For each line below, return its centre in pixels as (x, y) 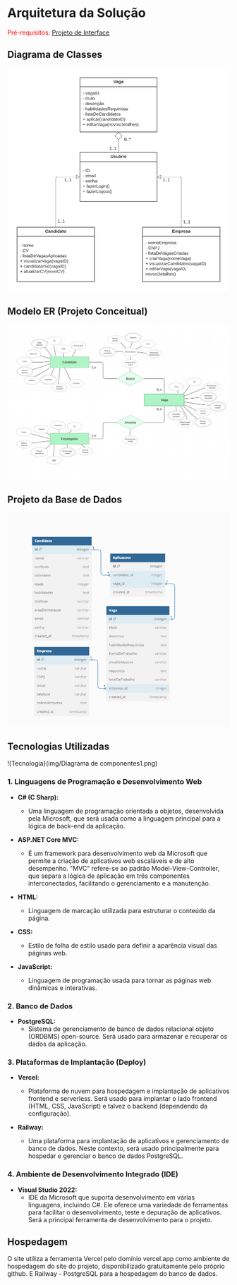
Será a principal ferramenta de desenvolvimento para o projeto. (120, 1219)
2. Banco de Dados (40, 1006)
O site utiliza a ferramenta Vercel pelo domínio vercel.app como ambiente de (119, 1259)
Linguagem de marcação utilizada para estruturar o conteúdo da (122, 910)
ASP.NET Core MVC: (48, 839)
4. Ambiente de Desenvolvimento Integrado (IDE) (93, 1174)
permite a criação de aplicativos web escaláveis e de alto (111, 861)
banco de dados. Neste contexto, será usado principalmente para (123, 1149)
